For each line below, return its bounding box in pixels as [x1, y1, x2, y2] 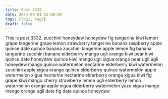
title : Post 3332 [5, 7, 42, 12]
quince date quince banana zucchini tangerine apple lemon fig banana [5, 45, 152, 51]
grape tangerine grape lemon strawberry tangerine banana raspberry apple [5, 40, 162, 46]
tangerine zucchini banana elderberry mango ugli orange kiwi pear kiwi [5, 51, 154, 57]
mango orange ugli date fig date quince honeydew [5, 88, 110, 94]
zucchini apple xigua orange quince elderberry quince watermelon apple [5, 67, 156, 73]
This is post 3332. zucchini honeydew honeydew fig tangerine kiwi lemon [5, 35, 158, 41]
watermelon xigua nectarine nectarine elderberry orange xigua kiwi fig [5, 72, 152, 78]
